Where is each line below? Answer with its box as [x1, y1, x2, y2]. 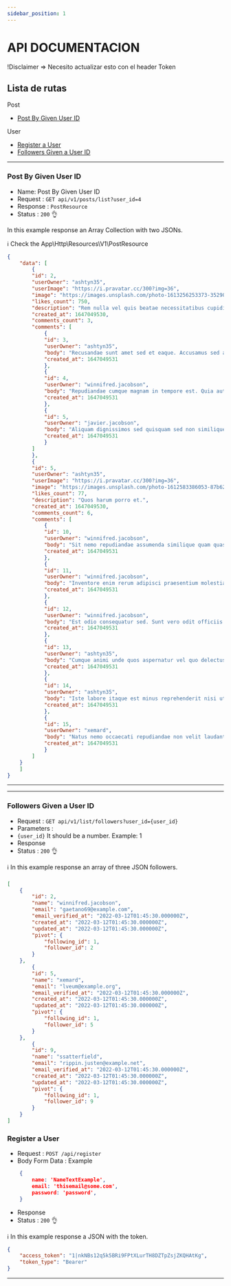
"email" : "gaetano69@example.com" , [32, 906, 134, 913]
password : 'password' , [32, 1189, 97, 1196]
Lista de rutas [7, 82, 67, 94]
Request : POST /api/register [16, 1150, 102, 1158]
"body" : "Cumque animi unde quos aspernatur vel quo [43, 656, 198, 663]
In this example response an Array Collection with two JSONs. [7, 225, 184, 234]
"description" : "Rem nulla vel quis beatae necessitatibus [32, 304, 205, 311]
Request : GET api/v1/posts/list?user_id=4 [16, 194, 142, 203]
